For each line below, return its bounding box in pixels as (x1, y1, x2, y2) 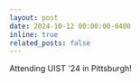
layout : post (9, 13, 59, 23)
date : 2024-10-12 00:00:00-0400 (9, 22, 131, 31)
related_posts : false (9, 38, 91, 48)
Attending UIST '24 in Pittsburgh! (9, 63, 133, 74)
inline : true (9, 30, 59, 39)
